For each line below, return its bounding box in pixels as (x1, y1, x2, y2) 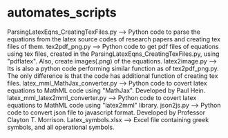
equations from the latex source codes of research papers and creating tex (7, 34, 221, 43)
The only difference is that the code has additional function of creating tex (7, 71, 218, 80)
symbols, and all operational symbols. (7, 123, 115, 131)
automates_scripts (7, 5, 117, 21)
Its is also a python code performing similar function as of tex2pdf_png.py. (7, 64, 219, 72)
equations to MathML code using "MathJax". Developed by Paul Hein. (7, 86, 206, 95)
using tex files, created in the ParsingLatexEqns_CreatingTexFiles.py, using (7, 50, 220, 58)
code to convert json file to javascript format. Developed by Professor (7, 108, 206, 117)
